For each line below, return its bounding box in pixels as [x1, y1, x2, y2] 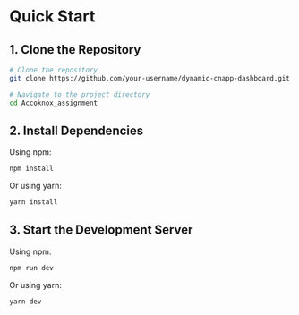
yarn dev [9, 297, 42, 306]
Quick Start [9, 6, 96, 27]
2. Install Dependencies [9, 123, 144, 138]
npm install [9, 164, 54, 174]
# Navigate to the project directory [9, 89, 150, 99]
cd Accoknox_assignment [9, 98, 98, 107]
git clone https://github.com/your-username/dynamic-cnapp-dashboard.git [9, 73, 291, 82]
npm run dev [9, 263, 54, 272]
